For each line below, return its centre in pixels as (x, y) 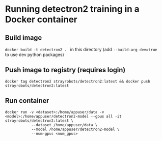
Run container (27, 101)
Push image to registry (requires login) (65, 70)
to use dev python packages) (35, 55)
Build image (24, 38)
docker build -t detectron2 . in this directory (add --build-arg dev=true (81, 49)
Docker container (41, 19)
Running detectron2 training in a (72, 9)
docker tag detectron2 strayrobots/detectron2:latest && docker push (78, 81)
